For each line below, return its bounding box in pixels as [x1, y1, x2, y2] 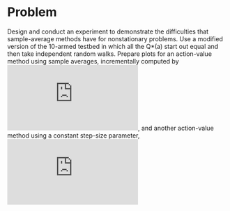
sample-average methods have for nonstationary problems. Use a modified [7, 34, 223, 43]
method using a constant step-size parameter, [7, 131, 140, 140]
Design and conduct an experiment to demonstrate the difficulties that [7, 27, 209, 36]
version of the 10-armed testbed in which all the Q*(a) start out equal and [7, 42, 219, 50]
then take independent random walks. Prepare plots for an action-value [7, 50, 213, 58]
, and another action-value [138, 124, 214, 132]
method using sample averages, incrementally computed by [7, 57, 179, 65]
